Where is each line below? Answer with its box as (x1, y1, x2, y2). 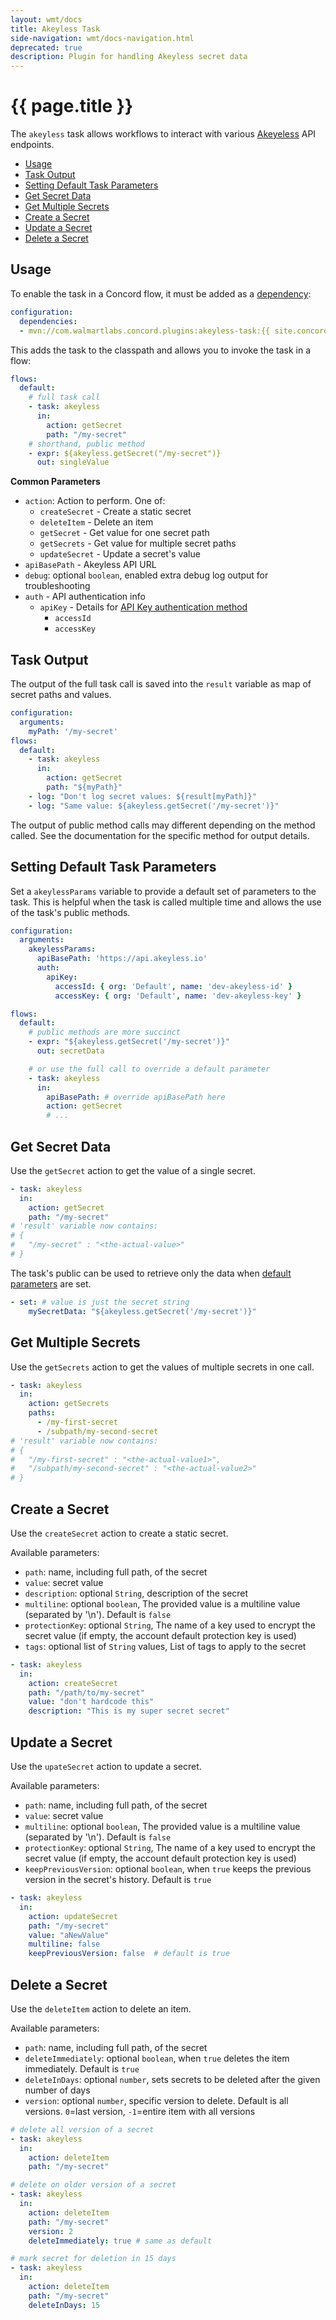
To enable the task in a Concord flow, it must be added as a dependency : (10, 287, 312, 300)
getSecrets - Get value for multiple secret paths (39, 537, 237, 550)
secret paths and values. (10, 689, 112, 701)
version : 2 (28, 2226, 74, 2236)
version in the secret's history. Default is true (24, 1874, 212, 1885)
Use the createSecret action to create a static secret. (10, 1527, 229, 1539)
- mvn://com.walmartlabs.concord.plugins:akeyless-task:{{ (19, 326, 271, 336)
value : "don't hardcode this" (28, 1697, 155, 1707)
